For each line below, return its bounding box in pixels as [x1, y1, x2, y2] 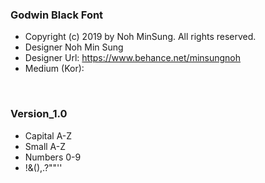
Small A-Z [24, 140, 67, 152]
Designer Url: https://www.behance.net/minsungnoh [24, 52, 242, 64]
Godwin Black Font [10, 8, 104, 22]
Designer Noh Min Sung [24, 41, 124, 53]
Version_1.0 [10, 107, 68, 121]
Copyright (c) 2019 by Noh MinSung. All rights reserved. [24, 31, 257, 43]
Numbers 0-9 [24, 151, 82, 163]
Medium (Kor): [24, 63, 85, 75]
